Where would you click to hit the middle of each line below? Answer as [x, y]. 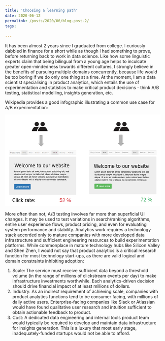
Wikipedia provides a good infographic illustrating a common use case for [80, 102]
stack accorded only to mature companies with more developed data [75, 235]
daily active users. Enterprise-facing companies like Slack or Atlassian [83, 302]
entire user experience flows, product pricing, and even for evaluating [76, 224]
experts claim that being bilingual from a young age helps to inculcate [76, 62]
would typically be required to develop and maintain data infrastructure [84, 323]
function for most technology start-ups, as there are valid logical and [75, 256]
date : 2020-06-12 [23, 15]
